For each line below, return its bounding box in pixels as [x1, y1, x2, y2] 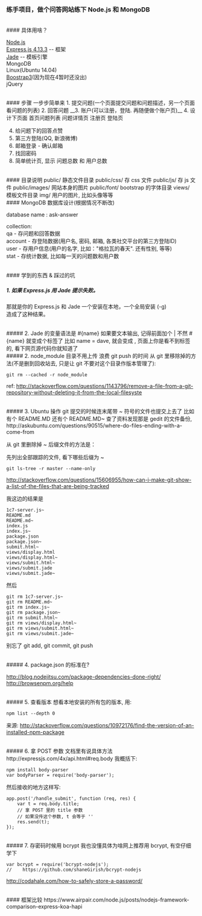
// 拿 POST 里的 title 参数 [17, 808, 83, 814]
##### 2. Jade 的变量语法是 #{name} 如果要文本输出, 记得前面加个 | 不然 [6, 330, 188, 337]
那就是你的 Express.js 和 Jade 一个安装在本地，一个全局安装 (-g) [6, 303, 167, 310]
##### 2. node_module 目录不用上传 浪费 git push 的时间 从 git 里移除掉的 [6, 353, 191, 360]
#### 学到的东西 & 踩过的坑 [6, 272, 75, 279]
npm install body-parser [6, 767, 69, 773]
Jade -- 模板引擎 [6, 53, 48, 61]
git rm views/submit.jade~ [6, 631, 74, 637]
